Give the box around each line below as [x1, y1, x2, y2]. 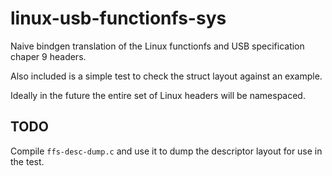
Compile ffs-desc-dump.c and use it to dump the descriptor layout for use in [10, 145, 323, 157]
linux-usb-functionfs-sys [10, 7, 227, 30]
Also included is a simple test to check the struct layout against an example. [10, 70, 323, 82]
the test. [10, 155, 45, 167]
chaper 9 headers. [10, 50, 87, 62]
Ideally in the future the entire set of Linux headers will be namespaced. [10, 89, 306, 101]
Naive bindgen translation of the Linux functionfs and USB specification [10, 40, 305, 52]
